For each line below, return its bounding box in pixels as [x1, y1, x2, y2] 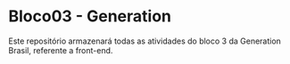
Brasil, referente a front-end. [8, 44, 113, 55]
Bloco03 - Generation [8, 6, 171, 27]
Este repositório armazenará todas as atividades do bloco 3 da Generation [8, 36, 282, 46]
